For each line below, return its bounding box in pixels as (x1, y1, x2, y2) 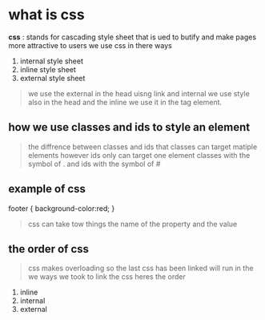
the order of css (8, 242, 90, 256)
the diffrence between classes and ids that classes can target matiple (27, 142, 258, 152)
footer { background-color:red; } (8, 203, 115, 213)
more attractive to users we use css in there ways (8, 40, 172, 50)
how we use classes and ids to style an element (8, 120, 251, 134)
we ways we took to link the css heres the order (27, 272, 187, 282)
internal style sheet (19, 56, 84, 66)
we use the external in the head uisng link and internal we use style (27, 88, 250, 98)
